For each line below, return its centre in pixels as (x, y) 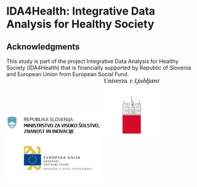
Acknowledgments (43, 47)
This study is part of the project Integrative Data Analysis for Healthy (92, 61)
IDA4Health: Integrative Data (81, 11)
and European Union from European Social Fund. (68, 74)
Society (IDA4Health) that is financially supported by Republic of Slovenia (99, 68)
